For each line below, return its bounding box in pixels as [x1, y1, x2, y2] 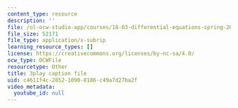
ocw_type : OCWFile [7, 57, 62, 64]
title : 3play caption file [7, 70, 87, 77]
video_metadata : [7, 83, 55, 90]
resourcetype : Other [7, 63, 69, 70]
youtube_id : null [13, 90, 65, 97]
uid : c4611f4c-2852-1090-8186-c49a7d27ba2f [7, 76, 138, 84]
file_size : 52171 [7, 30, 59, 38]
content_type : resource [7, 10, 78, 18]
